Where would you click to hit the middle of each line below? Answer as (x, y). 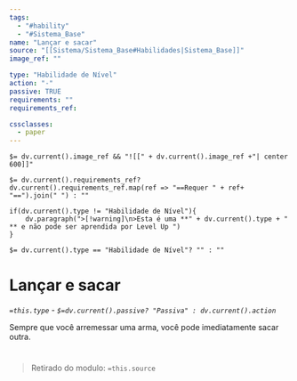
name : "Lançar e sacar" (53, 42)
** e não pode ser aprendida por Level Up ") (95, 227)
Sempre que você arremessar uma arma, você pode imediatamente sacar (144, 328)
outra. (20, 337)
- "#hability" (43, 26)
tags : (19, 17)
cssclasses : (31, 124)
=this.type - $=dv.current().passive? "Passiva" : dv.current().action (143, 310)
